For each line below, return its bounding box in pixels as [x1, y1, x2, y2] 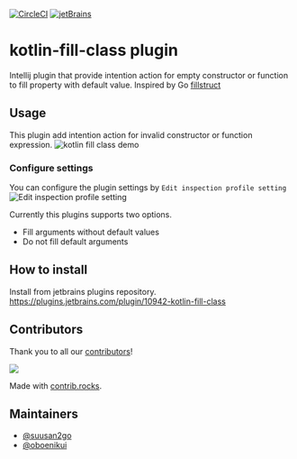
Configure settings [9, 161, 94, 174]
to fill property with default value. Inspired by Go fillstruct [9, 79, 221, 90]
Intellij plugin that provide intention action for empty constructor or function [9, 69, 289, 80]
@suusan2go [22, 430, 72, 441]
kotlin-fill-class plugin [9, 41, 178, 60]
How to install [9, 262, 88, 278]
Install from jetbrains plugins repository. [9, 286, 157, 297]
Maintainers [9, 407, 79, 422]
